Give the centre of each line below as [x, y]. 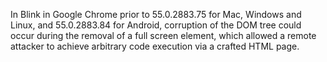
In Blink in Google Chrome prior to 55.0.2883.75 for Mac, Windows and [156, 14]
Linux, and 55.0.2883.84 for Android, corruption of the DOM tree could [156, 25]
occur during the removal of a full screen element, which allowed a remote [163, 35]
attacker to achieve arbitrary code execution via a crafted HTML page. [155, 46]
